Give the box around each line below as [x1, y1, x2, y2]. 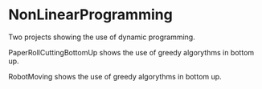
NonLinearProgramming [8, 6, 173, 24]
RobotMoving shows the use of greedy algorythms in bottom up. [8, 71, 223, 81]
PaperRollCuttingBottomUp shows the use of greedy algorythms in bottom [8, 47, 255, 57]
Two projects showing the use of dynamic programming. [8, 32, 195, 42]
